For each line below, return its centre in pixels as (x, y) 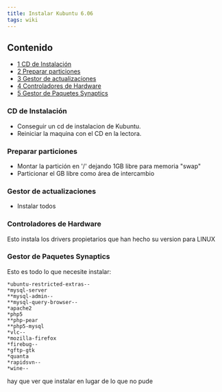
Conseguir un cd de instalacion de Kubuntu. (79, 126)
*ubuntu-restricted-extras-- (49, 284)
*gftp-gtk (21, 350)
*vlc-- (16, 332)
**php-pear (23, 320)
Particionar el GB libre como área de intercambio (86, 173)
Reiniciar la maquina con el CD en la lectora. (79, 133)
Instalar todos (36, 206)
